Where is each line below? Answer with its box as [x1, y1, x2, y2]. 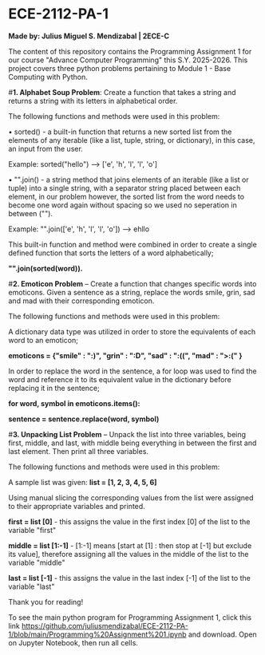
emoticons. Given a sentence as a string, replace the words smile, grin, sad [8, 287, 255, 297]
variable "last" [8, 582, 55, 591]
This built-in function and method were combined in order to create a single [8, 239, 257, 249]
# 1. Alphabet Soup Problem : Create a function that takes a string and [8, 87, 237, 97]
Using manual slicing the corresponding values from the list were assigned [8, 492, 254, 503]
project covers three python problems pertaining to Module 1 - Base [8, 63, 231, 73]
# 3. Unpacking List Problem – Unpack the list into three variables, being [8, 429, 246, 439]
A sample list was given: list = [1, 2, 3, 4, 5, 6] [8, 477, 157, 487]
